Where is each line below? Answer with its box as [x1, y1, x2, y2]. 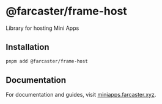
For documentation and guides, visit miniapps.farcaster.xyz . [6, 91, 156, 99]
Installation [6, 42, 50, 52]
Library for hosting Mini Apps [6, 24, 79, 32]
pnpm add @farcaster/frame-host [6, 58, 88, 64]
